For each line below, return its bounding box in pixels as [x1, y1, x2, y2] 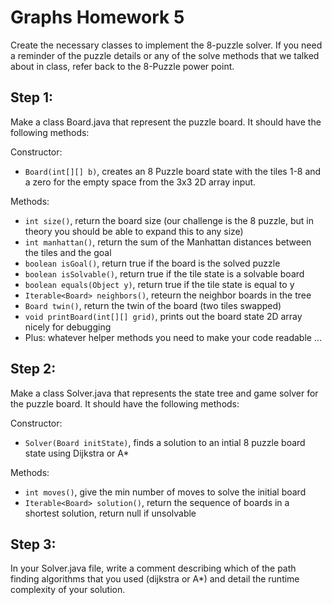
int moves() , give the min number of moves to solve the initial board [24, 486, 307, 498]
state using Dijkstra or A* [24, 447, 130, 459]
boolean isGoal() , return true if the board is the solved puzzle [24, 257, 281, 269]
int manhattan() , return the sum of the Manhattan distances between [24, 236, 312, 248]
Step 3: [10, 536, 57, 553]
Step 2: [10, 361, 57, 378]
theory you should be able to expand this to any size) [24, 225, 244, 237]
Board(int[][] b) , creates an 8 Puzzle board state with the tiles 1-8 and [24, 165, 322, 177]
